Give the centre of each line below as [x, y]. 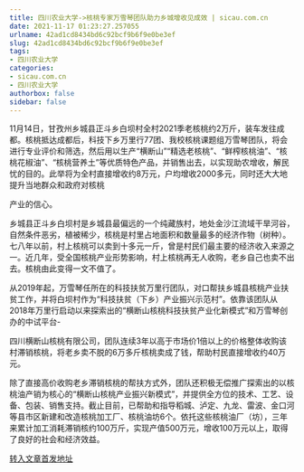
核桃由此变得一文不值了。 [72, 269]
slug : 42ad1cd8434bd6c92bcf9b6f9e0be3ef [87, 43]
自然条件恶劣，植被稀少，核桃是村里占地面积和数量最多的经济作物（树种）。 [150, 235]
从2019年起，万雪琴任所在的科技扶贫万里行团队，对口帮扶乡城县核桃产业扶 [149, 288]
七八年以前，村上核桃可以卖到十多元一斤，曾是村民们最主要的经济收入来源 [148, 246]
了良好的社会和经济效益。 [57, 439]
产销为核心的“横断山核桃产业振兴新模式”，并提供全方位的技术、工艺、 [156, 394]
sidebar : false [38, 102]
